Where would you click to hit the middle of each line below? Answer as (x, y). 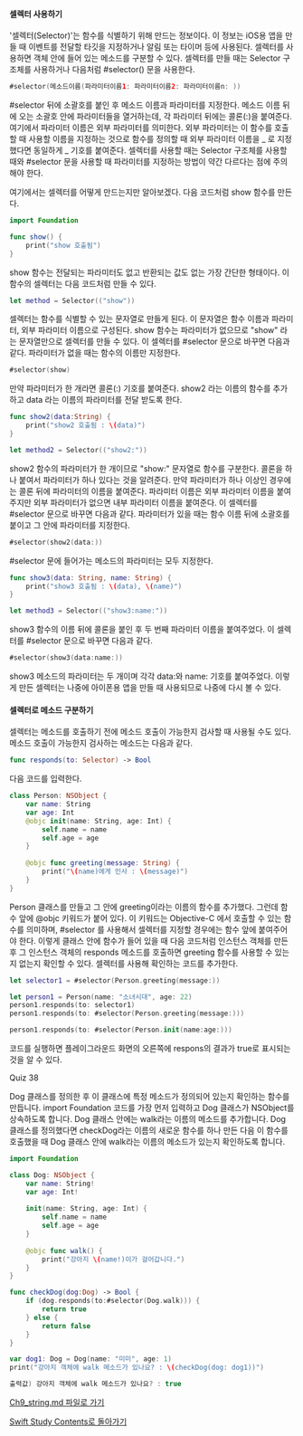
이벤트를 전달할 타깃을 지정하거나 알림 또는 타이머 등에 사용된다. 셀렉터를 (156, 47)
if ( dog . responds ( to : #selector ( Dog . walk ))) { (113, 1301)
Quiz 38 (24, 1078)
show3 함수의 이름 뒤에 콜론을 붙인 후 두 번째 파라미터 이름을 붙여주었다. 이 (142, 630)
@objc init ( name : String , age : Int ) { (99, 821)
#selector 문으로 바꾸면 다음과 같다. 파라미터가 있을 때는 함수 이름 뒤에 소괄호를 (150, 514)
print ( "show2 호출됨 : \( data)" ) (86, 425)
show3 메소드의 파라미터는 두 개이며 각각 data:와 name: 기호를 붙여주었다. (142, 676)
